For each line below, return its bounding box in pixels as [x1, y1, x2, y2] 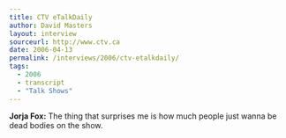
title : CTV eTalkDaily [9, 12, 93, 22]
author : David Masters [9, 21, 93, 30]
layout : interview [9, 29, 77, 38]
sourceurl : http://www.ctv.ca [9, 37, 121, 47]
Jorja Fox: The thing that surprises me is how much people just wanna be [9, 111, 277, 121]
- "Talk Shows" [17, 86, 73, 95]
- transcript [17, 78, 65, 87]
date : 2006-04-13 [9, 46, 73, 54]
